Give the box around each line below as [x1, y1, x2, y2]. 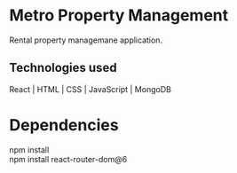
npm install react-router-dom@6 [9, 153, 128, 164]
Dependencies [9, 114, 119, 135]
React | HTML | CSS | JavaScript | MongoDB [9, 83, 171, 94]
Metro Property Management [9, 5, 229, 26]
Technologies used [9, 60, 117, 75]
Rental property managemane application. [9, 35, 162, 45]
